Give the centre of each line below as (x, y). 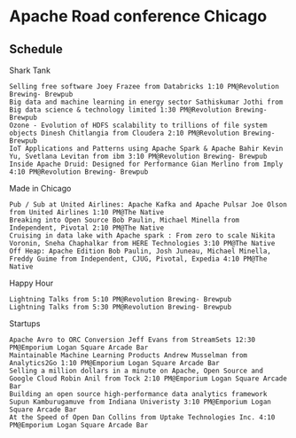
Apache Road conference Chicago (138, 16)
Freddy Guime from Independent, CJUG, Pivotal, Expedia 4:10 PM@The (138, 259)
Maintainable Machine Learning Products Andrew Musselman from (129, 356)
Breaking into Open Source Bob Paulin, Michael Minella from (125, 220)
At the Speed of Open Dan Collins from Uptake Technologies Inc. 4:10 (142, 418)
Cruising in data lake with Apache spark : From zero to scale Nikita (142, 236)
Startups (25, 324)
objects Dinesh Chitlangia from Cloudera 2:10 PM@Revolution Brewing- (142, 133)
